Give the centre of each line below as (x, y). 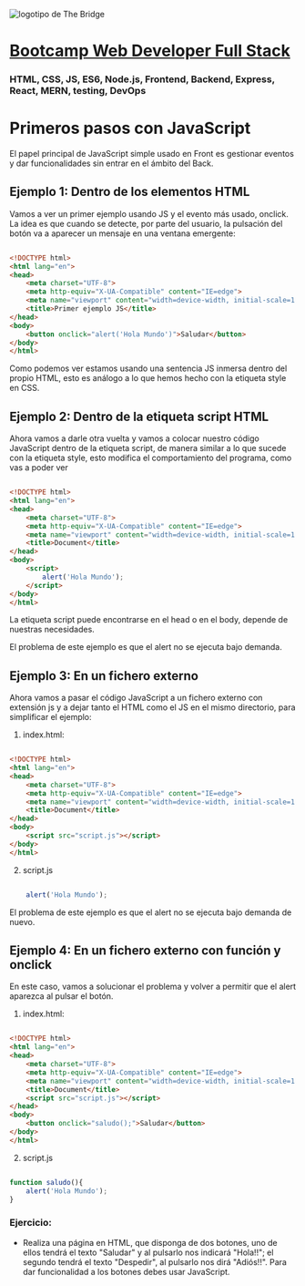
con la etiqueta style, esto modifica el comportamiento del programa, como (151, 458)
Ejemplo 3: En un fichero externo (104, 676)
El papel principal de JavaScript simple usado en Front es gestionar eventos (152, 154)
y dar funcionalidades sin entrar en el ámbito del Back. (112, 163)
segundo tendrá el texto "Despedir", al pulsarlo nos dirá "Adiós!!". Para (154, 1261)
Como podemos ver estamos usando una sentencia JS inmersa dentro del (148, 368)
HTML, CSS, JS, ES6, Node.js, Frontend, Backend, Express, (142, 79)
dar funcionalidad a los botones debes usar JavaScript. (126, 1271)
